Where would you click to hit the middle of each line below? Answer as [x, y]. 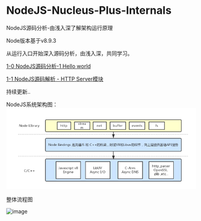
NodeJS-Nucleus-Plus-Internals [89, 11]
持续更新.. [19, 91]
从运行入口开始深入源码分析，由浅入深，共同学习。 [70, 53]
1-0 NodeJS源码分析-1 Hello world [49, 66]
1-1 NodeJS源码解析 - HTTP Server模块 [55, 79]
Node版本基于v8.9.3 [31, 40]
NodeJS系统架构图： [32, 104]
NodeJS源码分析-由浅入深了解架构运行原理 [60, 28]
